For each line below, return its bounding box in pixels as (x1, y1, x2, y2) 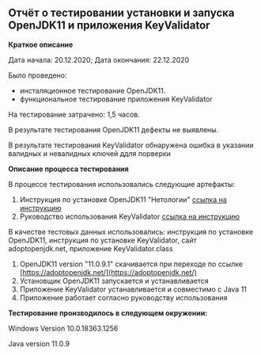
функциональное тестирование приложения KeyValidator (19, 94, 213, 104)
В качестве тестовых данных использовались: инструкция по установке (8, 227, 254, 236)
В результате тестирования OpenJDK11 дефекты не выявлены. (8, 124, 219, 134)
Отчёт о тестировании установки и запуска (8, 6, 235, 20)
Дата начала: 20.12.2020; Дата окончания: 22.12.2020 (8, 55, 190, 64)
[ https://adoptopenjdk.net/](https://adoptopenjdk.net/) (19, 267, 198, 277)
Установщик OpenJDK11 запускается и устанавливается (19, 276, 210, 285)
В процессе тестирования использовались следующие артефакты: (8, 179, 236, 189)
